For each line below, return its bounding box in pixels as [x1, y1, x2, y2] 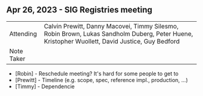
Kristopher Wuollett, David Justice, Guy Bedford [43, 37, 180, 45]
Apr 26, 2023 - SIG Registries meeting [6, 5, 153, 15]
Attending [9, 30, 37, 38]
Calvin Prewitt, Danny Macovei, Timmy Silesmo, [43, 22, 179, 30]
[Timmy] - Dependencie [14, 83, 75, 90]
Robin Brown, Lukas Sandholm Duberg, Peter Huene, [43, 30, 193, 38]
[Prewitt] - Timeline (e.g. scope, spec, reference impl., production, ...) [14, 76, 188, 83]
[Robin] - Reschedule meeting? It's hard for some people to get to [14, 69, 179, 77]
